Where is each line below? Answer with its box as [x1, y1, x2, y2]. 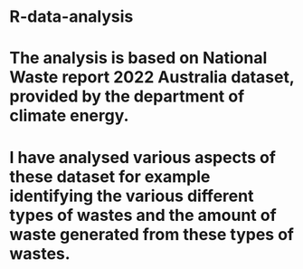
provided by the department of [9, 86, 245, 107]
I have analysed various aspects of [9, 147, 276, 168]
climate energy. [9, 106, 129, 126]
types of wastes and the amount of [9, 205, 278, 226]
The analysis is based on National [9, 48, 268, 69]
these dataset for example [9, 166, 211, 187]
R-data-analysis [9, 6, 134, 27]
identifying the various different [9, 186, 254, 206]
